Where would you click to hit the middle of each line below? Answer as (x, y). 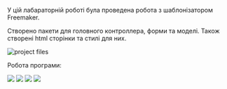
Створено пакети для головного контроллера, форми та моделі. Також (113, 31)
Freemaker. (23, 17)
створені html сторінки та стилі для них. (67, 38)
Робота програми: (34, 65)
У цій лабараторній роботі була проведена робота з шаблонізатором (110, 10)
